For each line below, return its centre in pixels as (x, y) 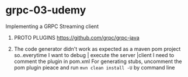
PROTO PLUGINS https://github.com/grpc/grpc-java (76, 37)
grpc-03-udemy (46, 10)
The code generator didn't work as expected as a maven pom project (97, 49)
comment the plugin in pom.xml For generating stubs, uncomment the (98, 61)
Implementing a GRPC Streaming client (52, 26)
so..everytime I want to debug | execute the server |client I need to (94, 55)
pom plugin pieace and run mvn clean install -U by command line (95, 67)
